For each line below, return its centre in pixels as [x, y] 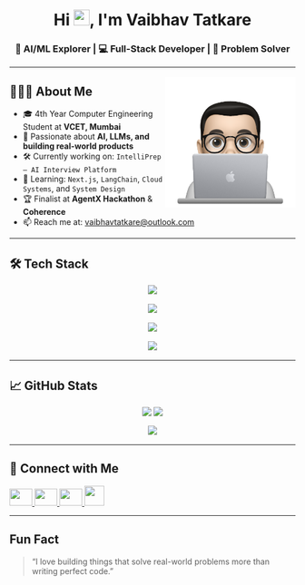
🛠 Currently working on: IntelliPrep [92, 156]
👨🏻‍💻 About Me [51, 91]
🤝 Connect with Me [64, 468]
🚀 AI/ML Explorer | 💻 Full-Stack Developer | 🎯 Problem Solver [152, 49]
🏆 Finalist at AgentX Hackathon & [88, 199]
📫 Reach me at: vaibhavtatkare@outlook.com [108, 222]
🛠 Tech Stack [49, 263]
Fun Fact [34, 540]
